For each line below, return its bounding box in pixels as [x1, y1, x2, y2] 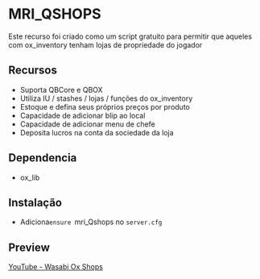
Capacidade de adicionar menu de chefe [19, 119, 155, 129]
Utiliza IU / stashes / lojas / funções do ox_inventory [19, 94, 193, 103]
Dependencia [8, 151, 77, 165]
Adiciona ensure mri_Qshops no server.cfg [19, 217, 163, 227]
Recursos [8, 64, 58, 77]
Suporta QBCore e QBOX [19, 85, 103, 94]
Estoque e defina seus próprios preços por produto [19, 102, 191, 111]
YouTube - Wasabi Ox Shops [8, 262, 103, 272]
